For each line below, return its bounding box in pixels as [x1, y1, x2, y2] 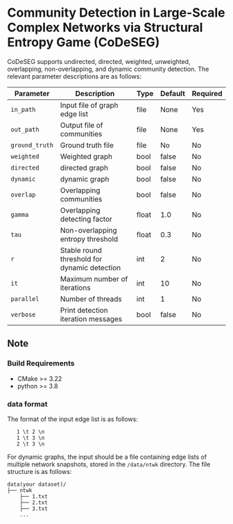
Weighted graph [60, 152, 113, 161]
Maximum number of [60, 274, 128, 284]
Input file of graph [60, 100, 119, 110]
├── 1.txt [19, 493, 49, 500]
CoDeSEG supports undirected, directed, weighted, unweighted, [7, 57, 191, 65]
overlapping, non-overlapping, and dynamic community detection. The [7, 65, 209, 73]
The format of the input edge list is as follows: [7, 415, 139, 423]
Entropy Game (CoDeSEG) [7, 35, 160, 50]
